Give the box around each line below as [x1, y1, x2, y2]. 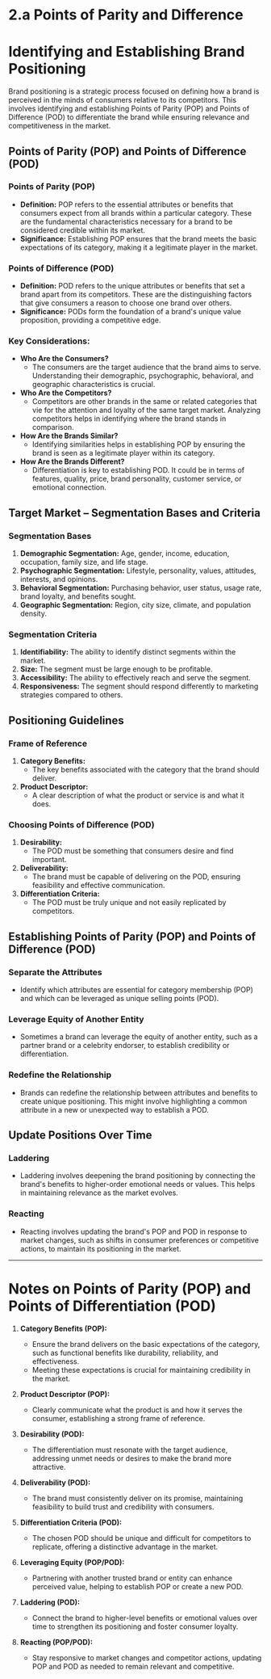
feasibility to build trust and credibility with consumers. [31, 1501, 215, 1512]
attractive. [31, 1462, 66, 1471]
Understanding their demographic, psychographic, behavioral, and [31, 371, 254, 381]
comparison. [31, 423, 74, 432]
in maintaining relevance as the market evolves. [19, 1188, 179, 1197]
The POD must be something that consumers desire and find [31, 846, 234, 856]
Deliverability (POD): [19, 1477, 91, 1488]
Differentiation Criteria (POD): [19, 1517, 123, 1527]
